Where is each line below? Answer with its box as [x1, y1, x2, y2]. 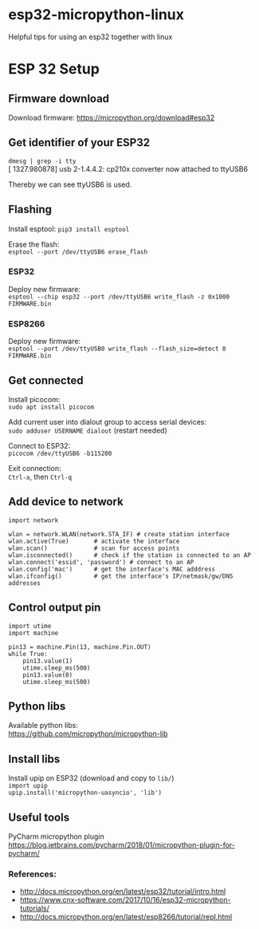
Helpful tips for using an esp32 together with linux [8, 32, 173, 42]
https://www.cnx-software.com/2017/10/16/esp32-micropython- [19, 895, 231, 905]
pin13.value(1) [22, 657, 73, 665]
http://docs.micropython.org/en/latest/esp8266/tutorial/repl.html [19, 912, 233, 922]
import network [8, 516, 59, 524]
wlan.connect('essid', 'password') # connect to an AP [8, 558, 194, 566]
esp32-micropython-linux [8, 6, 185, 24]
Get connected [8, 374, 84, 387]
